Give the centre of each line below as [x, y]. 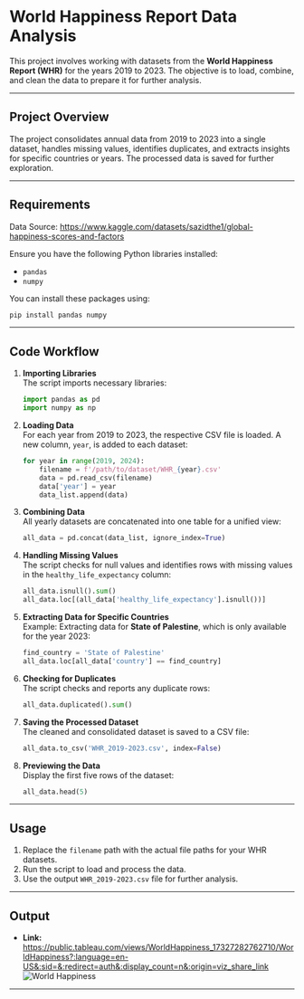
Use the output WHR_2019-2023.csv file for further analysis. [130, 879]
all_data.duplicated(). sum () [77, 704]
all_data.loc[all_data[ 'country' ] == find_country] [122, 661]
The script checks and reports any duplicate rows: [116, 688]
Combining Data [54, 512]
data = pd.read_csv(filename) [96, 478]
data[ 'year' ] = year [78, 486]
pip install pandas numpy [58, 315]
